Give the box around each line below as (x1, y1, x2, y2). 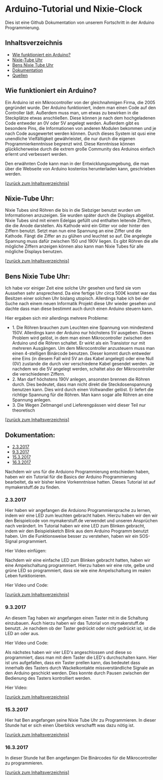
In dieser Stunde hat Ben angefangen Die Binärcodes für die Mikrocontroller (5, 755, 157, 761)
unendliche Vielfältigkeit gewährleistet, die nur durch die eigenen (5, 135, 135, 142)
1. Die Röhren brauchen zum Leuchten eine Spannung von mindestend (12, 325, 154, 330)
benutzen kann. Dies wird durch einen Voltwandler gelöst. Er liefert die (12, 387, 154, 393)
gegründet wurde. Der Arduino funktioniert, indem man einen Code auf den (5, 105, 156, 110)
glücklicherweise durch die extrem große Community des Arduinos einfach (5, 146, 156, 152)
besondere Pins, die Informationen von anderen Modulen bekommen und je (5, 125, 157, 131)
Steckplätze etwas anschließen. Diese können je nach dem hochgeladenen (5, 115, 156, 121)
